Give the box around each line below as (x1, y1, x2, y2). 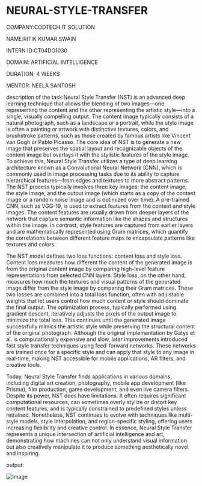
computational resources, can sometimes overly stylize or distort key (6, 398, 177, 405)
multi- (178, 411, 194, 419)
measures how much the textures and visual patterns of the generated (6, 278, 181, 285)
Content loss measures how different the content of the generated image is (6, 258, 192, 266)
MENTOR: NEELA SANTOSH (6, 82, 76, 89)
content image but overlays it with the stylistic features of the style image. (6, 151, 189, 158)
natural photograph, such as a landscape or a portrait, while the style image (6, 119, 194, 126)
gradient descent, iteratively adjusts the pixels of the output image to (6, 310, 177, 317)
